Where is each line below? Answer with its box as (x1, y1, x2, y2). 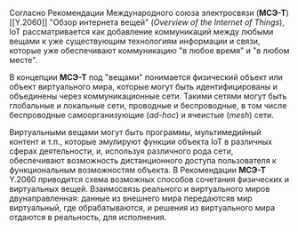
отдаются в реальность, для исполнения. (9, 212, 167, 222)
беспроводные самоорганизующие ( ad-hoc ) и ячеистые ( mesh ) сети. (9, 110, 274, 120)
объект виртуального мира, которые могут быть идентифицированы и (9, 82, 278, 92)
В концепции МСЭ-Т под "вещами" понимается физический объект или (9, 72, 283, 83)
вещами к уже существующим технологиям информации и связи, (9, 36, 261, 46)
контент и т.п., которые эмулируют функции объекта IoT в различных (9, 137, 273, 147)
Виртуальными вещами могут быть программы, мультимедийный (9, 127, 262, 137)
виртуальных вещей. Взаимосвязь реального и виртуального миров (9, 184, 270, 194)
